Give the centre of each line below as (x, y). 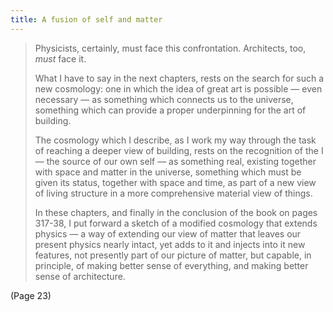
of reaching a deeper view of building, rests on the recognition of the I (179, 150)
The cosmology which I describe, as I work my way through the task (175, 140)
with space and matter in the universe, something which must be (168, 172)
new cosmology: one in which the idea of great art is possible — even (178, 88)
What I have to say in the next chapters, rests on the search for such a (179, 78)
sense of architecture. (80, 276)
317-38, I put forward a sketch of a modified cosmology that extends (176, 223)
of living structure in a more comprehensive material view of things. (173, 193)
